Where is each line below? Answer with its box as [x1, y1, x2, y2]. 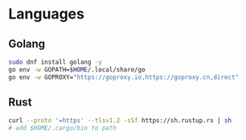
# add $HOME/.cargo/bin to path [8, 124, 117, 133]
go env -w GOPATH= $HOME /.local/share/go [8, 65, 146, 73]
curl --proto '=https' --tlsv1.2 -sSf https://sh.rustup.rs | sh [8, 117, 232, 125]
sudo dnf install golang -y [8, 58, 103, 66]
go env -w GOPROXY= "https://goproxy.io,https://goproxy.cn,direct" [8, 73, 240, 81]
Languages [8, 5, 84, 23]
